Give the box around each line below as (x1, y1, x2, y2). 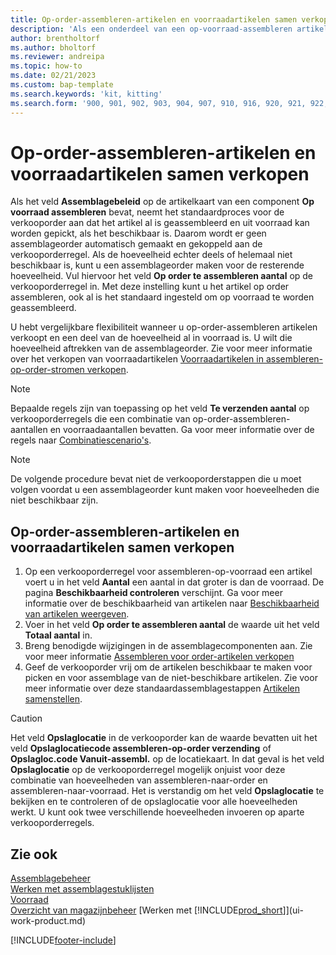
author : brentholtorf (10, 33, 101, 43)
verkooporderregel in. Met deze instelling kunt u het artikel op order (10, 281, 290, 293)
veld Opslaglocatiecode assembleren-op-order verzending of (10, 742, 272, 755)
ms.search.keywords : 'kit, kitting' (10, 89, 163, 99)
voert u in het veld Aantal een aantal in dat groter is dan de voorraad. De (24, 576, 325, 588)
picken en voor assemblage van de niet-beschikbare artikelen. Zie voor (24, 672, 318, 684)
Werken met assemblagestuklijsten (10, 883, 155, 895)
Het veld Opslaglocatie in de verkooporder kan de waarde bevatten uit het (10, 732, 318, 744)
